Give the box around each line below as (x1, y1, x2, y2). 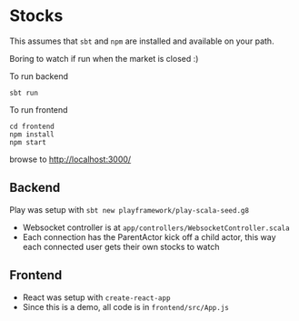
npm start (9, 137, 47, 146)
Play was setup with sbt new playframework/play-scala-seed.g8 (9, 204, 250, 215)
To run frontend (9, 104, 68, 115)
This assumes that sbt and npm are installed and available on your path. (9, 35, 274, 46)
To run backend (9, 70, 68, 82)
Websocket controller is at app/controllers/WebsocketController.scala (22, 222, 290, 233)
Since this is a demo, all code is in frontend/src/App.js (22, 301, 229, 312)
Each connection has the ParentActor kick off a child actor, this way (22, 231, 276, 242)
